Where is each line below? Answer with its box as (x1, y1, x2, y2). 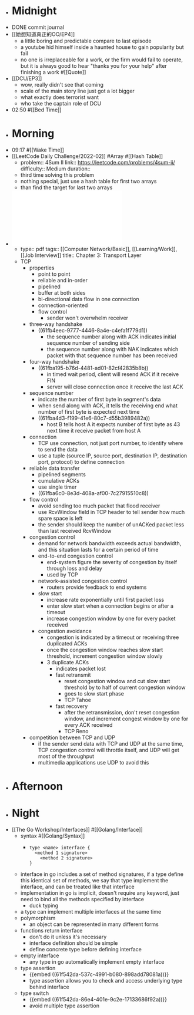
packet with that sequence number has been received (46, 352, 178, 359)
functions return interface (20, 927, 83, 934)
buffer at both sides (38, 289, 86, 296)
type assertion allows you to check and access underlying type (29, 977, 183, 984)
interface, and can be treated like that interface (20, 883, 135, 890)
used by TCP (46, 571, 78, 578)
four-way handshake (29, 358, 79, 365)
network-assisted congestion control (38, 577, 128, 584)
